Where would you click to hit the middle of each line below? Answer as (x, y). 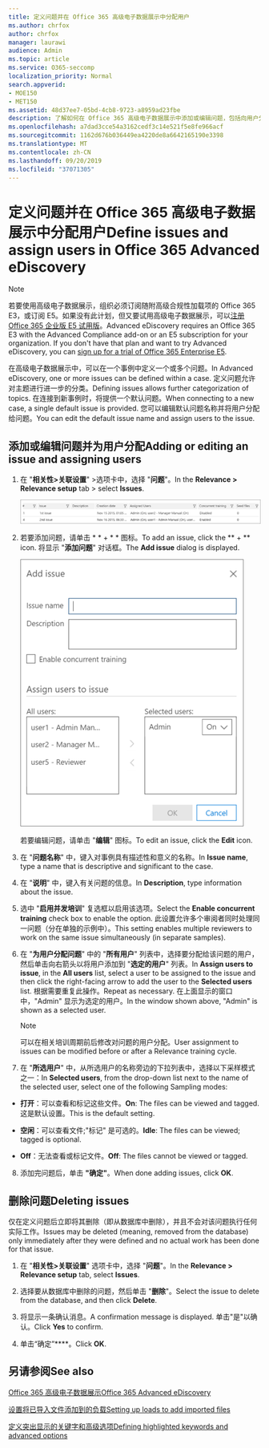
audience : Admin (35, 51)
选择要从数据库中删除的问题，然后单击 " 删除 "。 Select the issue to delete (140, 1292)
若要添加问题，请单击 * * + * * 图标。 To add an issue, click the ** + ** (135, 538)
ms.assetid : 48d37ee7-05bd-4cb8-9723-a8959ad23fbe (94, 110)
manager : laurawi (37, 42)
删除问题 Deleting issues (69, 1201)
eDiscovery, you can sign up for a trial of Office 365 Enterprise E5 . (118, 352)
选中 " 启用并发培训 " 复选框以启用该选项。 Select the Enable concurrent (137, 908)
